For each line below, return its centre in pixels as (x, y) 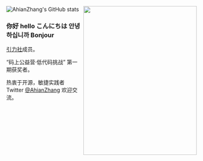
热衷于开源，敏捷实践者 (35, 83)
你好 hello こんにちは (37, 26)
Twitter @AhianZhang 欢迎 (39, 90)
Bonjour (42, 35)
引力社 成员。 (22, 49)
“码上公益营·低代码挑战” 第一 (42, 62)
